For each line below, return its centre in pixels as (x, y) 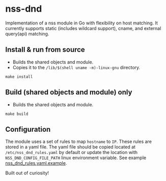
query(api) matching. (27, 34)
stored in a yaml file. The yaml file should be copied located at (71, 147)
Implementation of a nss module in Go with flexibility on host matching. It (81, 23)
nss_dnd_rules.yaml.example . (36, 163)
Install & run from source (45, 50)
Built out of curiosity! (27, 173)
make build (17, 114)
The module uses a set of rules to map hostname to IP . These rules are (78, 142)
